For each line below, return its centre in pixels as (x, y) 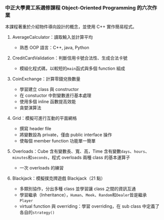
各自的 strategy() (37, 213)
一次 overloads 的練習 (41, 168)
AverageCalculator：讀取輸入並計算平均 (53, 37)
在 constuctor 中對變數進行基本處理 (55, 96)
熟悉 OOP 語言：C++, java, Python (54, 48)
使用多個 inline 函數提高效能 (48, 102)
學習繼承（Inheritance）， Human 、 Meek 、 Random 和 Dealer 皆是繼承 (83, 195)
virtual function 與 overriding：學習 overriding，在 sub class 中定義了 (89, 206)
